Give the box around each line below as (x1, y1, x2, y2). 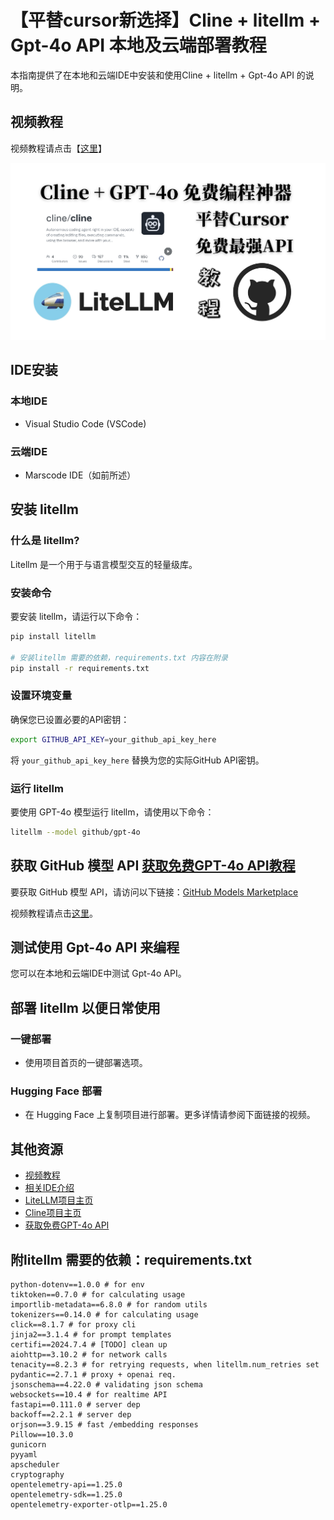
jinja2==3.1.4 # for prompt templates (10, 1330, 172, 1340)
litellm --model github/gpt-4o (10, 827, 141, 837)
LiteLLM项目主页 (24, 1194, 94, 1206)
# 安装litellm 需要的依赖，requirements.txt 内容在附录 (10, 652, 228, 663)
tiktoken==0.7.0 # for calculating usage (10, 1290, 186, 1300)
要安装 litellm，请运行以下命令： (10, 611, 143, 622)
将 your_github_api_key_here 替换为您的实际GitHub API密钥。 (10, 754, 265, 766)
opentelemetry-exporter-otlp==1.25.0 (10, 1500, 168, 1510)
